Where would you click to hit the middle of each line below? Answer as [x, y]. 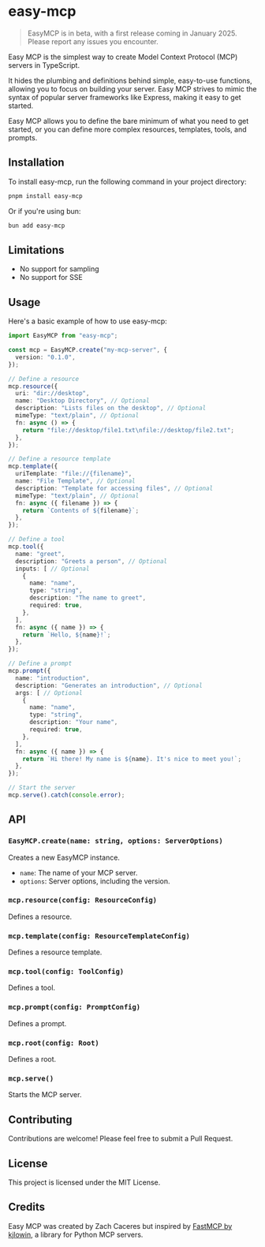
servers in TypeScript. [44, 65]
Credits [27, 1207]
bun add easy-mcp [37, 226]
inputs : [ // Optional [52, 569]
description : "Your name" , [73, 722]
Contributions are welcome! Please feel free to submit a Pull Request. [121, 1139]
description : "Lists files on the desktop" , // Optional [111, 409]
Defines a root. [32, 1059]
